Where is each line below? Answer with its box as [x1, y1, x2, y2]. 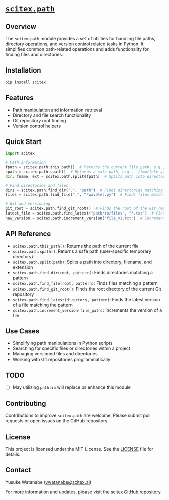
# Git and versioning [5, 201, 51, 206]
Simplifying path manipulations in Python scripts [12, 340, 113, 346]
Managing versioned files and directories [12, 351, 98, 357]
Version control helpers [12, 123, 61, 129]
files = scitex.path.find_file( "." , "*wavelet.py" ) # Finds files [5, 192, 150, 197]
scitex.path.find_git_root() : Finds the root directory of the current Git [12, 285, 162, 292]
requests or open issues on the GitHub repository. [5, 418, 109, 424]
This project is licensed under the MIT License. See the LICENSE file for [5, 446, 154, 452]
